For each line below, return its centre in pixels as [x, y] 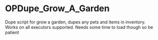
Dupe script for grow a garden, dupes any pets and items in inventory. [75, 22]
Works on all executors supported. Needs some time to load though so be [79, 27]
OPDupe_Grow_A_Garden [57, 9]
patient [12, 32]
